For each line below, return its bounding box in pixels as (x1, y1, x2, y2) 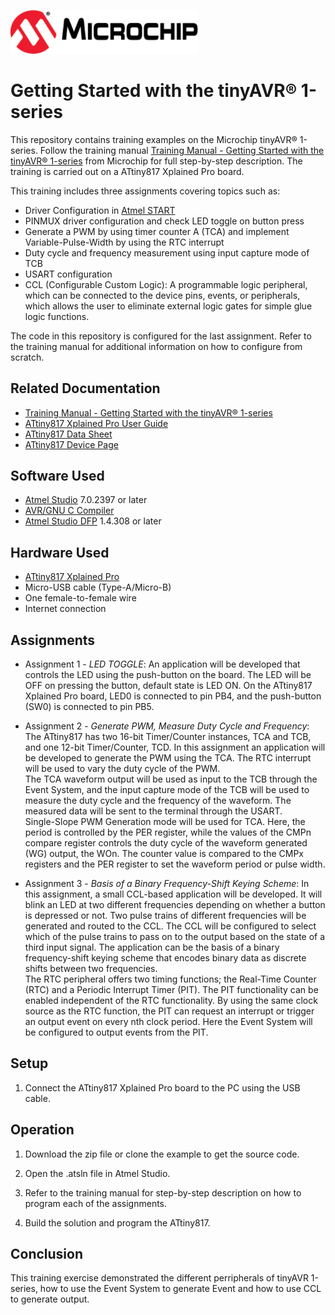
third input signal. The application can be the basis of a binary (24, 941, 280, 953)
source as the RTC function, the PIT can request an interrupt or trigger (24, 1005, 315, 1017)
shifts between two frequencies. (24, 962, 158, 974)
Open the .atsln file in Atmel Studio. (24, 1167, 171, 1179)
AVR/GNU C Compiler (24, 505, 115, 517)
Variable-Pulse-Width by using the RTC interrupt (24, 236, 225, 248)
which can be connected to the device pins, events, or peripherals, (24, 289, 301, 301)
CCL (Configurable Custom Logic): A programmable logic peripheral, (24, 278, 308, 290)
